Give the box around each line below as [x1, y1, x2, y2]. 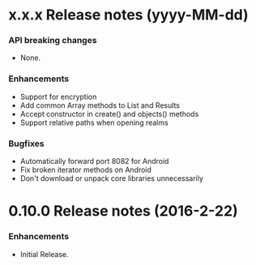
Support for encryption [19, 92, 97, 101]
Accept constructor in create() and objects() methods [19, 109, 199, 118]
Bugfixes [8, 138, 45, 149]
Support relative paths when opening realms [19, 118, 169, 127]
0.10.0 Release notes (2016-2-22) [8, 202, 238, 221]
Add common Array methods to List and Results [19, 100, 181, 110]
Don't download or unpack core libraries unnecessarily [19, 174, 204, 183]
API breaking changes [8, 35, 97, 46]
